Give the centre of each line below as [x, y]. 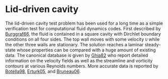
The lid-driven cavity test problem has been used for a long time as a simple [84, 23]
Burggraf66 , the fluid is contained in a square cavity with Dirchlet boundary [83, 34]
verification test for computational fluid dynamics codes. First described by [83, 28]
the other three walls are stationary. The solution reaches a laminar [74, 44]
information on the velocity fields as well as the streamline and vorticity [79, 60]
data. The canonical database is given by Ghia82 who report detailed [77, 55]
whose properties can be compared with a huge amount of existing [86, 50]
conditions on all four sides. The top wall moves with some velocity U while [82, 39]
